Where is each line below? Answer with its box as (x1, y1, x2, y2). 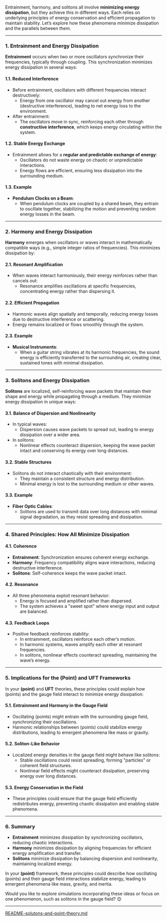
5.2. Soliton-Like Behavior (5, 741, 60, 747)
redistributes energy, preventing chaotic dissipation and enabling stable (12, 801, 160, 807)
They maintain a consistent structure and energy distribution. (19, 475, 145, 481)
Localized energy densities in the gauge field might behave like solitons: (12, 752, 160, 758)
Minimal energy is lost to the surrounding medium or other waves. (19, 480, 155, 487)
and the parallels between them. (5, 25, 71, 31)
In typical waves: (12, 421, 47, 427)
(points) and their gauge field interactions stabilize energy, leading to (5, 876, 147, 882)
